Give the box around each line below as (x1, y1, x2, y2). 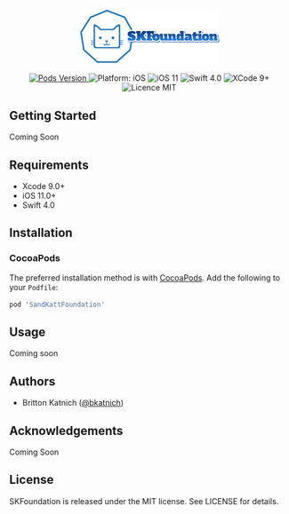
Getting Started (9, 107, 97, 123)
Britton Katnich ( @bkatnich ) (21, 398, 124, 408)
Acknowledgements (9, 423, 124, 439)
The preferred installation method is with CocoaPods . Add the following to (9, 272, 281, 283)
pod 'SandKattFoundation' (9, 300, 105, 309)
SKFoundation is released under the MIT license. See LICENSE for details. (9, 495, 279, 506)
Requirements (9, 157, 89, 172)
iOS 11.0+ (21, 191, 56, 202)
